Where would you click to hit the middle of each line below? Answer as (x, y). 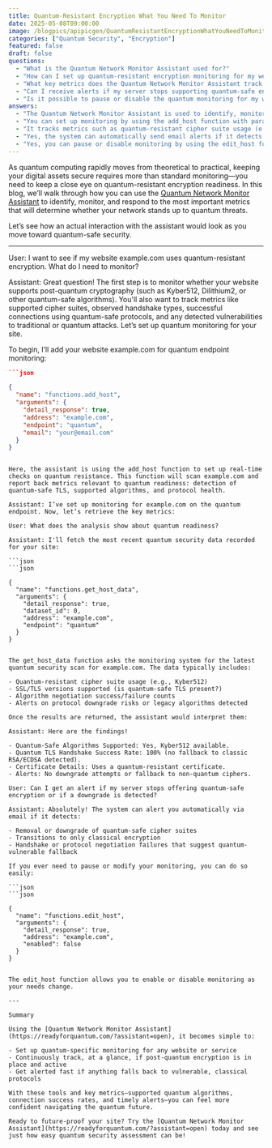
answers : (23, 106)
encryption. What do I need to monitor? (74, 266)
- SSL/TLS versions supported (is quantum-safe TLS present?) (115, 689)
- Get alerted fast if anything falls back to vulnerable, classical (128, 1072)
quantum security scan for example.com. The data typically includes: (130, 668)
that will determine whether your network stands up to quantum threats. (128, 210)
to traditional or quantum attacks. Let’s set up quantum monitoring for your (133, 325)
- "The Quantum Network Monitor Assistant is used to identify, (126, 114)
